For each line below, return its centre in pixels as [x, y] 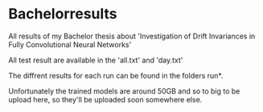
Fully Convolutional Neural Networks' [70, 44]
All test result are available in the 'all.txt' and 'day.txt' [96, 60]
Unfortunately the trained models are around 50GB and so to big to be [124, 91]
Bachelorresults [63, 14]
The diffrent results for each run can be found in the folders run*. [116, 75]
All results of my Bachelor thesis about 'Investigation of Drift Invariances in [132, 36]
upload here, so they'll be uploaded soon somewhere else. [105, 99]
